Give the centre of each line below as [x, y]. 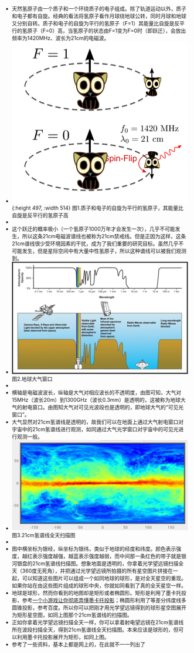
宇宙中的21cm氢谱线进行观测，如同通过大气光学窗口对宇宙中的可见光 [95, 429]
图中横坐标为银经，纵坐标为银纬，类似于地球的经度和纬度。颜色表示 [94, 549]
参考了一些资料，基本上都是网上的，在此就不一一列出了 [78, 644]
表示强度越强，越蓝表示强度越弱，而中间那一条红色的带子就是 [107, 556]
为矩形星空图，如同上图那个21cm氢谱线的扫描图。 [72, 615]
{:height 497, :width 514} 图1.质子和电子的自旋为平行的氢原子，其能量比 [97, 208]
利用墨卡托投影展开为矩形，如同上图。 [63, 637]
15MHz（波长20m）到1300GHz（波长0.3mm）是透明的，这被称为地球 [96, 400]
